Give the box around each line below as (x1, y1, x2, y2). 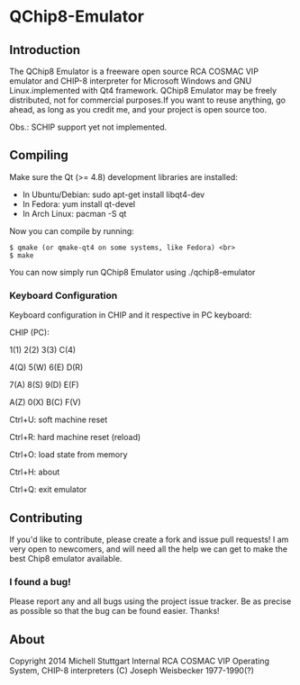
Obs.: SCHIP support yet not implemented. (9, 122, 168, 132)
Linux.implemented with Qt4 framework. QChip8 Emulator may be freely (9, 86, 277, 95)
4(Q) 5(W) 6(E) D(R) (9, 362, 84, 373)
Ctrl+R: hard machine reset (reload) (9, 432, 141, 443)
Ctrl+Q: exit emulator (9, 484, 87, 495)
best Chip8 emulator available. (9, 553, 123, 563)
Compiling (9, 148, 69, 163)
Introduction (9, 42, 81, 58)
